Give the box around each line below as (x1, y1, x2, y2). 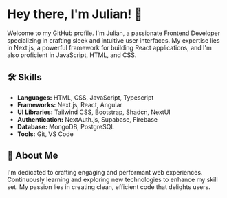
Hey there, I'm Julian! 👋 (7, 6, 143, 22)
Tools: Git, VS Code (17, 130, 74, 138)
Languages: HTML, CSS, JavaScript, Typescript (17, 93, 154, 102)
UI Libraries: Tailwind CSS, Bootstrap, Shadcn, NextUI (17, 108, 171, 116)
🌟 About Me (7, 150, 58, 162)
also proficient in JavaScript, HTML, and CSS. (7, 51, 137, 59)
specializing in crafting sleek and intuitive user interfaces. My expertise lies (7, 36, 220, 44)
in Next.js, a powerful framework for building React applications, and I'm (7, 43, 212, 52)
